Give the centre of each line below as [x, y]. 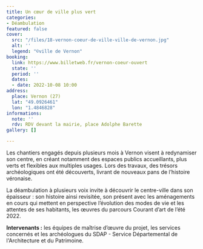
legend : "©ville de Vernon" [47, 51]
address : [17, 91]
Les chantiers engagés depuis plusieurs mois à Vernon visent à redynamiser [101, 153]
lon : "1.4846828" [34, 108]
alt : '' [22, 46]
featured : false [27, 29]
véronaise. [19, 178]
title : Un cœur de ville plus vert [51, 12]
